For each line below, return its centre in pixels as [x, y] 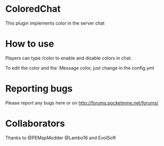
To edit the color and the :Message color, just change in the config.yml [80, 68]
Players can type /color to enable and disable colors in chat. [69, 58]
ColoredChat [33, 9]
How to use [30, 44]
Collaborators [35, 123]
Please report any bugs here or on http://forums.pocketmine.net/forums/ [82, 102]
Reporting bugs [39, 89]
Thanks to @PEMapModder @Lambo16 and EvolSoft [61, 138]
